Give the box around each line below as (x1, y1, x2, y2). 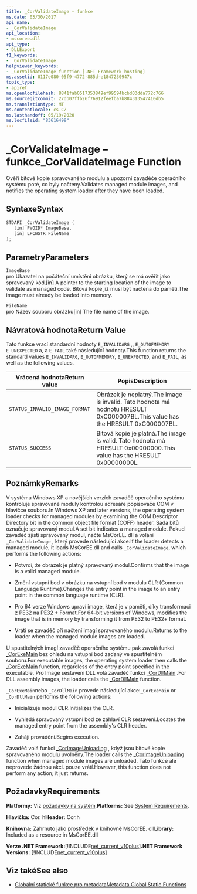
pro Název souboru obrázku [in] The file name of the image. (6, 308, 150, 315)
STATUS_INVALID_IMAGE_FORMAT (9, 406, 90, 412)
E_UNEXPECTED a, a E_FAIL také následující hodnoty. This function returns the (6, 347, 186, 353)
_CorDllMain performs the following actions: (6, 693, 112, 700)
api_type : (6, 42, 30, 47)
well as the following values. (6, 359, 74, 366)
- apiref (6, 85, 28, 91)
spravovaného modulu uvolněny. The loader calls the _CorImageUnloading (6, 751, 185, 758)
